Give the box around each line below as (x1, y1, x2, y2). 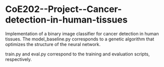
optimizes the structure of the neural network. (5, 41, 101, 47)
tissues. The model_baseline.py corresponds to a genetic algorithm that (5, 36, 154, 42)
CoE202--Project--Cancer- (5, 3, 122, 15)
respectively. (5, 56, 32, 62)
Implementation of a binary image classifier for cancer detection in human (5, 30, 159, 36)
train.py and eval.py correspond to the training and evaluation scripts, (5, 51, 150, 57)
